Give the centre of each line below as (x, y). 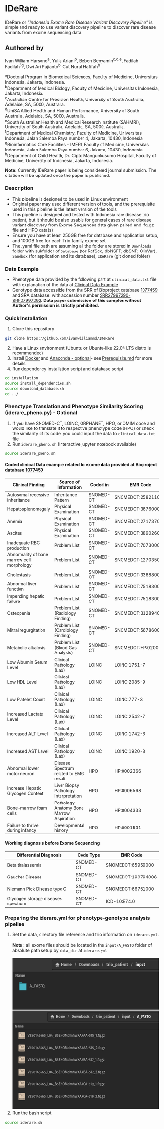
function (16, 589)
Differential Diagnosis (39, 855)
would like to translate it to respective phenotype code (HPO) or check (83, 428)
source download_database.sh (35, 389)
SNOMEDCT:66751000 (130, 889)
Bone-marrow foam (27, 808)
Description (19, 188)
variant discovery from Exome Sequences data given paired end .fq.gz (83, 225)
